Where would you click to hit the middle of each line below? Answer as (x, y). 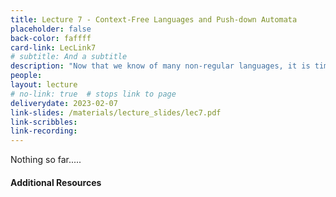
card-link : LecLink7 (53, 47)
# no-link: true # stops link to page (93, 94)
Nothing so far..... (46, 160)
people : (26, 76)
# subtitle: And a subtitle (69, 57)
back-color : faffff (51, 38)
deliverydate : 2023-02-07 (64, 103)
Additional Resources (56, 182)
